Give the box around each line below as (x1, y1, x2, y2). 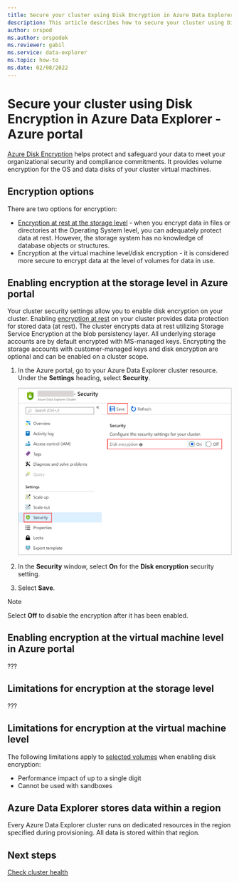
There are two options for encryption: (7, 204, 117, 213)
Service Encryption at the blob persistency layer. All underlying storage (7, 330, 216, 338)
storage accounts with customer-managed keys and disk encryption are (7, 344, 218, 353)
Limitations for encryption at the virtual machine (7, 723, 226, 735)
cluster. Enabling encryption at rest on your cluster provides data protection (7, 315, 229, 323)
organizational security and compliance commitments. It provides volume (7, 157, 223, 165)
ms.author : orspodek (7, 34, 69, 41)
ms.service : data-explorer (7, 49, 87, 56)
